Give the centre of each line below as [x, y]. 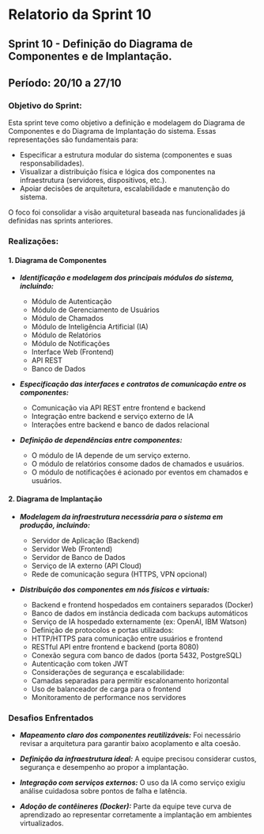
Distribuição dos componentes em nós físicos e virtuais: [115, 589]
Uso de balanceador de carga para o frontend [106, 689]
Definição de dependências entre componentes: [101, 440]
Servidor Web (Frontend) [72, 549]
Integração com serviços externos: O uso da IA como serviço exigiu [132, 783]
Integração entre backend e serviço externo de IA [112, 417]
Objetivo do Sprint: [45, 105]
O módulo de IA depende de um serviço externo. [111, 455]
